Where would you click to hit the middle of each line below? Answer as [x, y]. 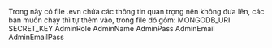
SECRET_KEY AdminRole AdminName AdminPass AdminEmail [112, 28]
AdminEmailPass [37, 37]
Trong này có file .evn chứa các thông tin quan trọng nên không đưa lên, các [136, 12]
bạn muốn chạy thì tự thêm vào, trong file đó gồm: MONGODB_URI [119, 20]
